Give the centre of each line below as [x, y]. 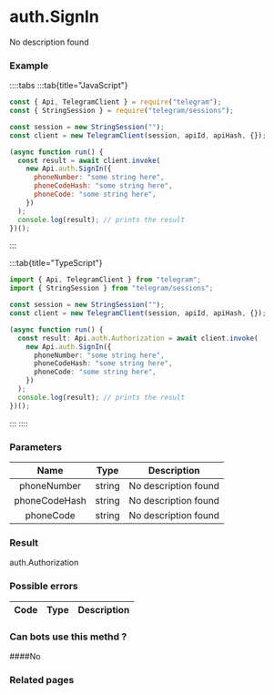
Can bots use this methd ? [68, 637]
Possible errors [44, 587]
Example [29, 66]
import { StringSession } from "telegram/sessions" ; [112, 289]
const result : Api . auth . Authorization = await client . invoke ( [138, 338]
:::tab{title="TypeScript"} [56, 263]
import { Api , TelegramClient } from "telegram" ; [106, 280]
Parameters [36, 446]
